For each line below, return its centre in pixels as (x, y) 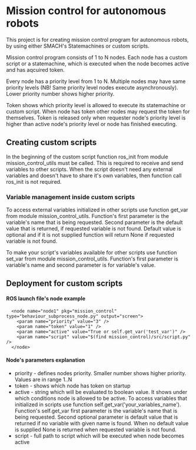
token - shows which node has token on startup (72, 386)
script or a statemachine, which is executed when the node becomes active (98, 64)
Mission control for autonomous (86, 11)
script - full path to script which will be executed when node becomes (99, 436)
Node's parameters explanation (46, 360)
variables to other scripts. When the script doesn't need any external (89, 169)
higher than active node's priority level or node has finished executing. (92, 124)
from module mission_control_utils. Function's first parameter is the (88, 216)
